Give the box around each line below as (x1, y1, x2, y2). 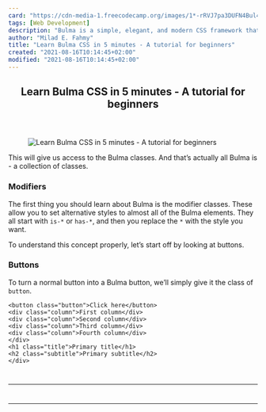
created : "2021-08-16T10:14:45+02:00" (8, 48, 136, 56)
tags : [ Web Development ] (8, 19, 90, 27)
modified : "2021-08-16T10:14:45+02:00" (8, 56, 140, 64)
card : (8, 11, 26, 20)
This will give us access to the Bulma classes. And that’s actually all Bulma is (8, 153, 257, 162)
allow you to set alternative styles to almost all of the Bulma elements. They (8, 208, 254, 217)
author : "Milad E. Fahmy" (8, 33, 93, 42)
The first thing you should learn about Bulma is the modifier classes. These (8, 199, 253, 208)
